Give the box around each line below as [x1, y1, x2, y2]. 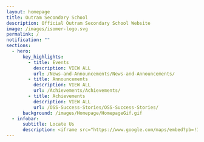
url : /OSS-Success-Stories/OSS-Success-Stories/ [33, 104, 159, 111]
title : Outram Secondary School [6, 15, 88, 21]
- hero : [12, 48, 32, 54]
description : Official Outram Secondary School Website [6, 20, 151, 26]
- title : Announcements [28, 76, 88, 82]
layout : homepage [6, 8, 50, 15]
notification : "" [6, 37, 50, 43]
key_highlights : [22, 54, 64, 60]
